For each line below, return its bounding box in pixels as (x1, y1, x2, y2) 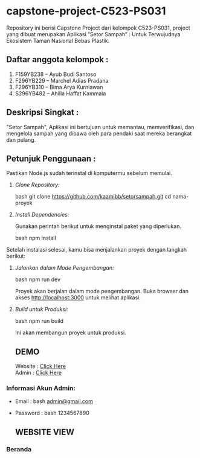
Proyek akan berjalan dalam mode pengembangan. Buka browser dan (15, 288, 189, 295)
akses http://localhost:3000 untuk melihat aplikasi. (15, 294, 141, 301)
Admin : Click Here (15, 369, 62, 377)
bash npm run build (15, 317, 63, 325)
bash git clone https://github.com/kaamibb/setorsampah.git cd (15, 193, 171, 200)
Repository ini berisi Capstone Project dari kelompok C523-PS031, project (6, 24, 190, 31)
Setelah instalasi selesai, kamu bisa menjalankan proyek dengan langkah (6, 246, 187, 253)
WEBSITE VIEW (15, 427, 74, 437)
